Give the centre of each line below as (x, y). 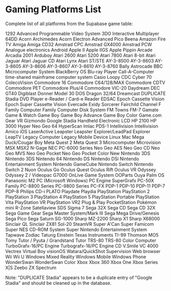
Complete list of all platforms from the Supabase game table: (69, 24)
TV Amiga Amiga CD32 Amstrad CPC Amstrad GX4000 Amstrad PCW (79, 44)
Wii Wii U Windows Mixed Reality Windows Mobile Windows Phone (76, 257)
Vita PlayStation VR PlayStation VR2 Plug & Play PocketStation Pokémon (81, 202)
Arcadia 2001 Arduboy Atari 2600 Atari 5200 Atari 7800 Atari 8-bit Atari (80, 55)
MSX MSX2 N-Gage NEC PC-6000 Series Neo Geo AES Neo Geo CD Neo (83, 148)
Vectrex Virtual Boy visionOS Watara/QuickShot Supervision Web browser (83, 251)
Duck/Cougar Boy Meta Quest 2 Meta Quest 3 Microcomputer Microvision (83, 142)
